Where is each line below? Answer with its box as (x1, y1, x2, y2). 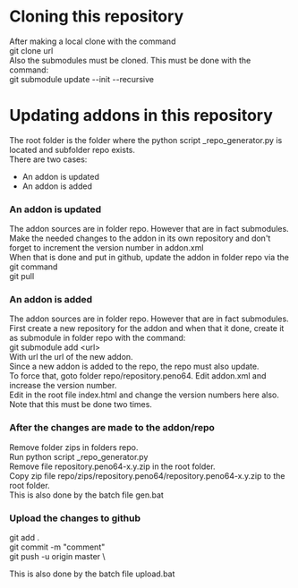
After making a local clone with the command (9, 36, 176, 47)
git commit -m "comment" (9, 541, 106, 552)
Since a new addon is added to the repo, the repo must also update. (9, 361, 260, 372)
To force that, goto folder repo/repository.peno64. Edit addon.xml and (9, 371, 267, 381)
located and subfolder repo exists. (9, 144, 136, 155)
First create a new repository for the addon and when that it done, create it (9, 323, 285, 334)
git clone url (9, 45, 54, 55)
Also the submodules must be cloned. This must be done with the (9, 55, 251, 65)
